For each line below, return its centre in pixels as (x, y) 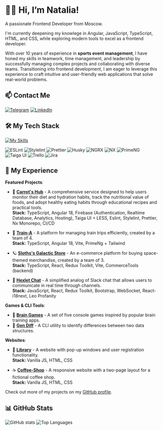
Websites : (15, 340)
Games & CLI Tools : (25, 305)
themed (20, 260)
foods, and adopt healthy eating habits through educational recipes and (84, 202)
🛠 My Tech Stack (32, 126)
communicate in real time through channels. (57, 286)
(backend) (23, 271)
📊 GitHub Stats (29, 408)
